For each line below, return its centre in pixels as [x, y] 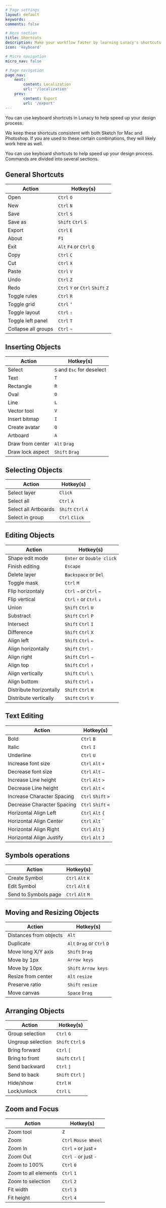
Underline [19, 755]
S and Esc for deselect [80, 370]
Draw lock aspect [29, 452]
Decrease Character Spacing [42, 804]
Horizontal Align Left [32, 813]
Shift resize [82, 985]
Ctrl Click [72, 517]
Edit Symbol [22, 886]
